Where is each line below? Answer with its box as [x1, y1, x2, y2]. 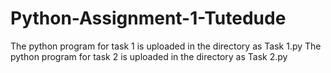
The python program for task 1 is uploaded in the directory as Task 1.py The [10, 40, 322, 52]
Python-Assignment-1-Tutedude [10, 7, 287, 30]
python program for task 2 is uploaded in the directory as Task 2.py [10, 50, 288, 62]
